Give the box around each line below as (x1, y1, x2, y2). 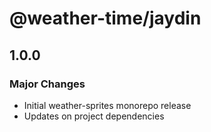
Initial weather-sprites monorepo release (23, 99, 192, 111)
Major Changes (9, 77, 86, 91)
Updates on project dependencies (23, 110, 165, 122)
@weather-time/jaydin (9, 7, 202, 30)
